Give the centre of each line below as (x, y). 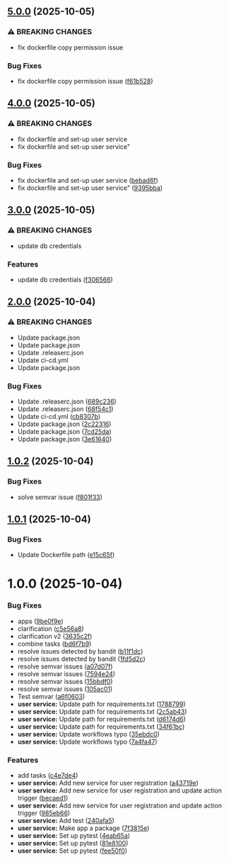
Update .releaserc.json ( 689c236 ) (67, 401)
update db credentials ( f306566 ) (65, 279)
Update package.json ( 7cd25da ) (64, 431)
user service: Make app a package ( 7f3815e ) (83, 828)
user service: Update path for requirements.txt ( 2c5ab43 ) (102, 711)
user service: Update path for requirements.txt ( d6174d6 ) (101, 719)
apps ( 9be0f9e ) (40, 621)
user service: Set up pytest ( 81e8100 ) (73, 844)
